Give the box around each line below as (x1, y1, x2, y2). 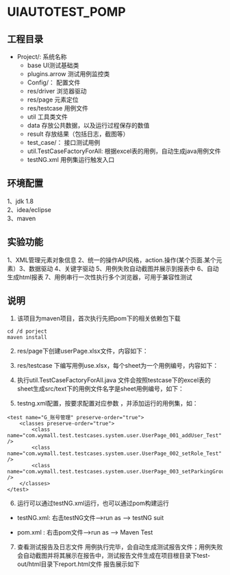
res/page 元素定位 (27, 95, 79, 104)
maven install (7, 334, 48, 341)
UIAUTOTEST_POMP (7, 4, 126, 20)
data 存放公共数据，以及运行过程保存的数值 (27, 121, 150, 129)
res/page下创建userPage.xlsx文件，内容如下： (16, 347, 149, 355)
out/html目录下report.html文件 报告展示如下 (16, 560, 140, 568)
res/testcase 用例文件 (27, 104, 89, 112)
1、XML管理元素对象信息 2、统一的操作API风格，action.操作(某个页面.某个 (7, 255, 217, 264)
